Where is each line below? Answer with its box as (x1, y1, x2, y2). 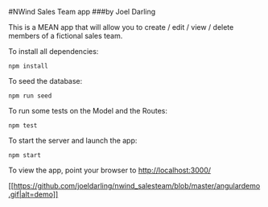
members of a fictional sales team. (8, 31, 123, 40)
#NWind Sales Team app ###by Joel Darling (8, 7, 156, 16)
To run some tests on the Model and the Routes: (8, 106, 167, 115)
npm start (8, 151, 42, 159)
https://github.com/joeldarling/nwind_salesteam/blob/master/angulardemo (13, 181, 261, 190)
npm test (8, 122, 38, 130)
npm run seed (8, 92, 52, 100)
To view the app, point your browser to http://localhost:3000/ (8, 165, 212, 175)
